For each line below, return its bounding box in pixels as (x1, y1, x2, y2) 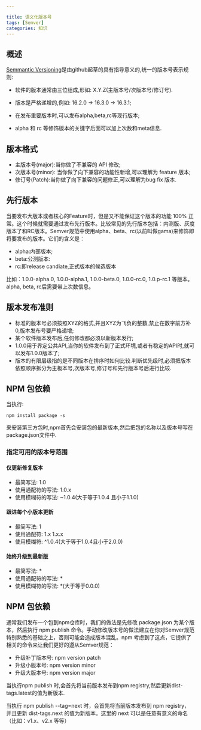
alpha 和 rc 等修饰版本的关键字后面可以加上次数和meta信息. (14, 124, 162, 132)
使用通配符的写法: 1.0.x (14, 486, 72, 493)
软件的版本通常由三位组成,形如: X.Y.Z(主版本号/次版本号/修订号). (14, 87, 173, 94)
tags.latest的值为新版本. (6, 689, 65, 696)
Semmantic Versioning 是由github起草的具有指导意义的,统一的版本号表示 (6, 66, 184, 73)
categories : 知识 (6, 25, 48, 31)
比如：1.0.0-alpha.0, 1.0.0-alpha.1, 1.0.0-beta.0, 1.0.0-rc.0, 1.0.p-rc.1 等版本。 (6, 275, 193, 282)
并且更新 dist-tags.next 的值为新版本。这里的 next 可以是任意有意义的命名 (6, 710, 188, 717)
